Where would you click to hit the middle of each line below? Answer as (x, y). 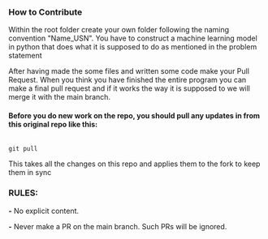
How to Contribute (45, 12)
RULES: (24, 193)
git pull (23, 148)
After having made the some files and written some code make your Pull (129, 71)
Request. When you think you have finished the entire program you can (128, 80)
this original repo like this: (53, 124)
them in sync (30, 172)
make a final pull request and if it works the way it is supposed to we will (129, 88)
